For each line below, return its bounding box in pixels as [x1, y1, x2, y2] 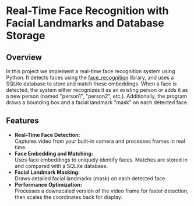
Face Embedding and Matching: [14, 150, 93, 157]
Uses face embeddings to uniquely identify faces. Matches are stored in [14, 156, 188, 163]
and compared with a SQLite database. [14, 162, 108, 169]
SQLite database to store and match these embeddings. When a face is [6, 80, 177, 87]
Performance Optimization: [14, 181, 83, 188]
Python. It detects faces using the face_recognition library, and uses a [6, 74, 174, 81]
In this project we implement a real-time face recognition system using [6, 68, 175, 74]
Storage [6, 29, 45, 42]
